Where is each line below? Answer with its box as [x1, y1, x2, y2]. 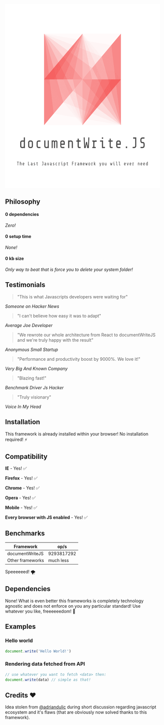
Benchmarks [5, 529, 45, 537]
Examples [5, 622, 36, 631]
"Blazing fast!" [17, 375, 47, 381]
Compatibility [5, 453, 48, 461]
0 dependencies [5, 211, 39, 217]
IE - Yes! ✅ [5, 465, 27, 471]
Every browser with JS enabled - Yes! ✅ [5, 514, 88, 520]
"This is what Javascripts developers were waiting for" [17, 294, 128, 299]
